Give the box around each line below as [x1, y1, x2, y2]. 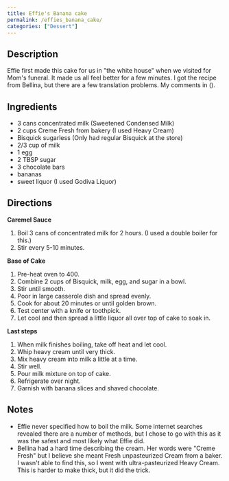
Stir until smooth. [16, 284, 66, 292]
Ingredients [7, 101, 58, 113]
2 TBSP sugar [16, 156, 56, 163]
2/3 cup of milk [16, 141, 60, 149]
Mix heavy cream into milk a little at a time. [16, 355, 138, 363]
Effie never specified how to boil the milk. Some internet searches [16, 422, 204, 430]
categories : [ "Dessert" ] [7, 23, 78, 30]
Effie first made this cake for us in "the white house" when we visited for [7, 67, 211, 75]
